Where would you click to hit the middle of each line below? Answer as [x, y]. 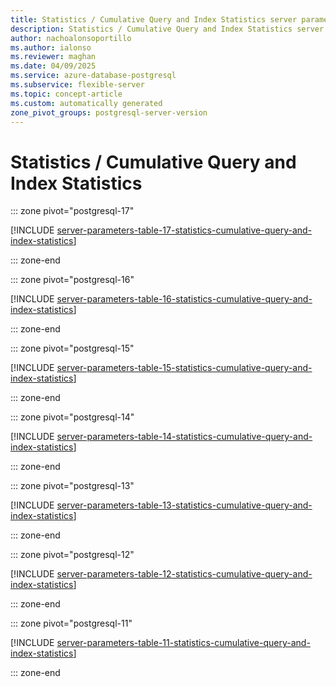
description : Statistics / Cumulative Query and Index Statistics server [167, 29]
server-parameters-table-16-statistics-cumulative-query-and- [184, 299]
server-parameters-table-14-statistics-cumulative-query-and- [184, 437]
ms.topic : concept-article [66, 94]
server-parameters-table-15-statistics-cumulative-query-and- [184, 368]
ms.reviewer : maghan [53, 57]
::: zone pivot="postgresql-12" [72, 555]
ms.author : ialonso [51, 47]
